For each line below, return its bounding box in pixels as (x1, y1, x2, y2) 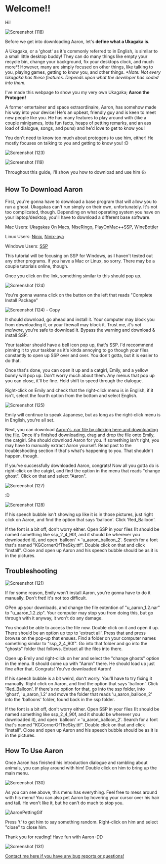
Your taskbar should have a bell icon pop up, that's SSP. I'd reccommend (5, 342, 154, 348)
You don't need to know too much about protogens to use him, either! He (5, 135, 154, 141)
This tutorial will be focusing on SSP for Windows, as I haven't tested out (5, 253, 153, 258)
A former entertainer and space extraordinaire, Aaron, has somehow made (5, 104, 157, 110)
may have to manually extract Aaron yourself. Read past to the (5, 442, 132, 448)
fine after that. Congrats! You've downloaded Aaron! (5, 665, 111, 671)
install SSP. (5, 332, 28, 338)
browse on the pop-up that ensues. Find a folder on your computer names (5, 635, 156, 641)
